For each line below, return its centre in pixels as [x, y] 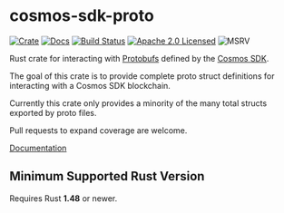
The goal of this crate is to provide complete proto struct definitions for [142, 76]
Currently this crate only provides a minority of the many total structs [138, 103]
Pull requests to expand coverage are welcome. [98, 130]
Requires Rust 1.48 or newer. [64, 198]
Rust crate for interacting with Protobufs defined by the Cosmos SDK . [139, 58]
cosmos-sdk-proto [82, 16]
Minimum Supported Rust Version [107, 176]
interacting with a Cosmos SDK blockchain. [90, 85]
